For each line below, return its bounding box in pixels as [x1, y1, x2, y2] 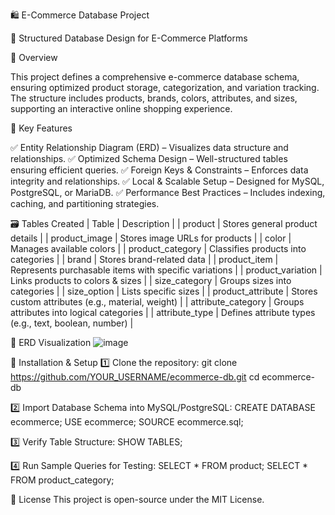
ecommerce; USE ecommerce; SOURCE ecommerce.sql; [10, 416, 244, 428]
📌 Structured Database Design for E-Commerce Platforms [10, 32, 248, 44]
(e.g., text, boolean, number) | [10, 317, 134, 329]
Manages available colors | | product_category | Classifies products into [10, 243, 307, 254]
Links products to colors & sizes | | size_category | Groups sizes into [10, 275, 292, 286]
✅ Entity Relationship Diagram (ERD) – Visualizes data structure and [10, 142, 289, 153]
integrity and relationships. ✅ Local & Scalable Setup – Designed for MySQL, [10, 175, 325, 187]
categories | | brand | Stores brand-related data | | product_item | [10, 254, 279, 265]
